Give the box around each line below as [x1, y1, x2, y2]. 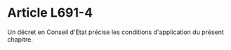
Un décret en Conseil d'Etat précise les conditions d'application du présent [7, 28, 225, 36]
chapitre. [7, 35, 33, 43]
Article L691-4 [7, 5, 93, 21]
